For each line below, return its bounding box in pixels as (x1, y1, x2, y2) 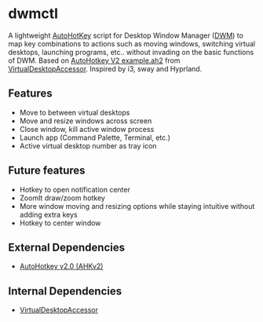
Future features (8, 164, 86, 177)
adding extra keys (19, 210, 78, 219)
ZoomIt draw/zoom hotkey (19, 193, 106, 203)
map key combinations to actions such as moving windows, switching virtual (8, 38, 256, 48)
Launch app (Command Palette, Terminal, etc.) (19, 133, 171, 142)
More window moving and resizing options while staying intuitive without (19, 201, 255, 210)
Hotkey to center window (19, 218, 101, 228)
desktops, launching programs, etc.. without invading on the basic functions (8, 47, 254, 57)
